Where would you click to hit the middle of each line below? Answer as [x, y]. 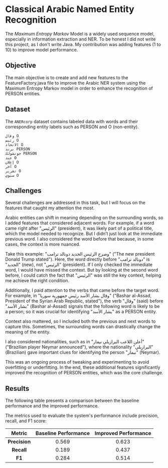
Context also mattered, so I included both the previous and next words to [80, 321]
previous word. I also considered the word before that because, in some [79, 239]
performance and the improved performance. [52, 406]
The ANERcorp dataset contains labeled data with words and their [72, 121]
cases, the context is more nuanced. [43, 245]
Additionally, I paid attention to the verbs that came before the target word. [82, 290]
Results [17, 389]
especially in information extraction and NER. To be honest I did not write [80, 39]
